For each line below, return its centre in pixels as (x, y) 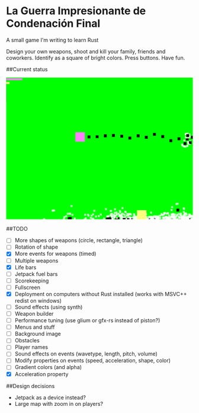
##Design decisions (31, 386)
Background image (38, 334)
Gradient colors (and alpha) (48, 367)
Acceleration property (41, 374)
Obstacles (27, 341)
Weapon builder (34, 313)
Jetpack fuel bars (36, 274)
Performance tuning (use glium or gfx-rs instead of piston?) (87, 320)
